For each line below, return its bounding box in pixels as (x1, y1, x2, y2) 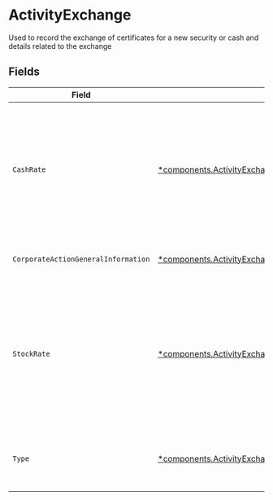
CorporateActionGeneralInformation (12, 254, 150, 264)
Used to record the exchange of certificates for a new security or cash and (8, 33, 259, 42)
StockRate (12, 349, 50, 358)
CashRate (12, 164, 46, 174)
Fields (8, 65, 41, 79)
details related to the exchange (8, 41, 112, 50)
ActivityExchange (8, 6, 132, 24)
